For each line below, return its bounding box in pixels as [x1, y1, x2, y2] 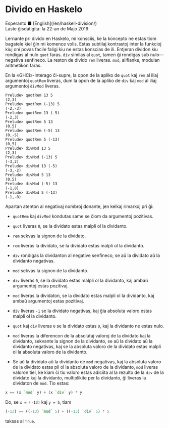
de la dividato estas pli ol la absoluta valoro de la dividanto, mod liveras [12, 364, 158, 370]
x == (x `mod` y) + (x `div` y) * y [5, 390, 82, 395]
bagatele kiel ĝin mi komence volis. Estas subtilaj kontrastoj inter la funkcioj [5, 40, 161, 47]
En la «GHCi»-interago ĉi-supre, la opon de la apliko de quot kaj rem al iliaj [5, 72, 158, 78]
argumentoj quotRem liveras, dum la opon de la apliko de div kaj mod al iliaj [5, 77, 157, 83]
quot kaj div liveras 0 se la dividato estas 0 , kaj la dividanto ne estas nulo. [12, 323, 164, 329]
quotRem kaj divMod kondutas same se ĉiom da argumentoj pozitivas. [12, 213, 154, 219]
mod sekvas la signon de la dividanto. [12, 267, 89, 274]
